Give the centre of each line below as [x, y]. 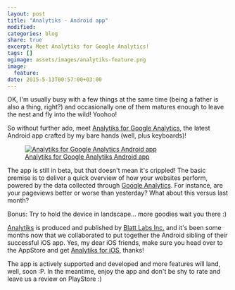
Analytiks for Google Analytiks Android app [87, 157]
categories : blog [33, 34]
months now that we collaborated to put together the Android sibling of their [118, 235]
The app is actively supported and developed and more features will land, [114, 264]
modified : [22, 27]
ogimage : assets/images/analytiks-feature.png [77, 60]
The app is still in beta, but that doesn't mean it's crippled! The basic [107, 171]
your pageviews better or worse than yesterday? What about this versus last [118, 193]
